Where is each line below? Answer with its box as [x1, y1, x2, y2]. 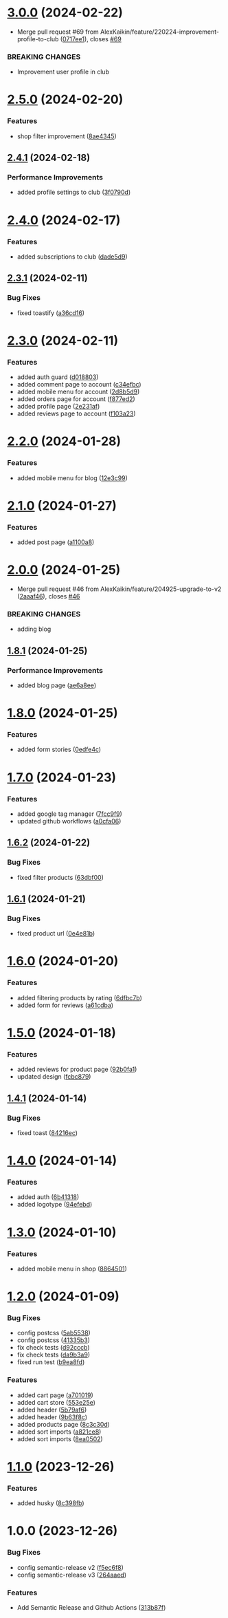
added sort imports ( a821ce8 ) [16, 1427, 102, 1436]
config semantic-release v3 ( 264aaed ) [16, 1571, 127, 1579]
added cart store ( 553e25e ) [16, 1398, 96, 1406]
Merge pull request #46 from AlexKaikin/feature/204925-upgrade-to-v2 [16, 585, 222, 593]
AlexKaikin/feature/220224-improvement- [100, 28, 220, 36]
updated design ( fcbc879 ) [16, 1072, 91, 1081]
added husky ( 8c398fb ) [16, 1499, 84, 1507]
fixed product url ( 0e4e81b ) [16, 929, 95, 938]
